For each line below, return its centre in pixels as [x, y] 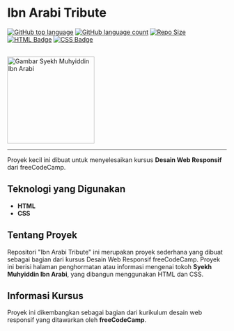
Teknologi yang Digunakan [67, 189]
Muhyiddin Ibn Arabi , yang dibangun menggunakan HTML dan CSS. [106, 274]
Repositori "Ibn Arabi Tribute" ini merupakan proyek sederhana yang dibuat [115, 252]
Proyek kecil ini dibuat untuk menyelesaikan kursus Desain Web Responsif [115, 160]
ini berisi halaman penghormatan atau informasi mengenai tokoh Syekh [110, 266]
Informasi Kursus [45, 296]
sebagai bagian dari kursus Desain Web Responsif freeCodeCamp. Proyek [114, 259]
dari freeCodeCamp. [37, 167]
